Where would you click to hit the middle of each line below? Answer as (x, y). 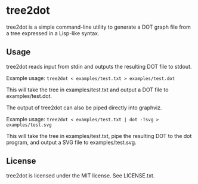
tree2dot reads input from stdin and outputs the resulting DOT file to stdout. (99, 66)
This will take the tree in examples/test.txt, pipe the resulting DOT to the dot (99, 136)
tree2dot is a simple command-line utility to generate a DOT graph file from (98, 27)
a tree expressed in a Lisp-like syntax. (53, 33)
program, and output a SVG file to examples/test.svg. (71, 142)
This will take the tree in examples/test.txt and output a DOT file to (87, 90)
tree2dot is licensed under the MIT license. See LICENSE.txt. (81, 175)
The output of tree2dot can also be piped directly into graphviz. (84, 108)
